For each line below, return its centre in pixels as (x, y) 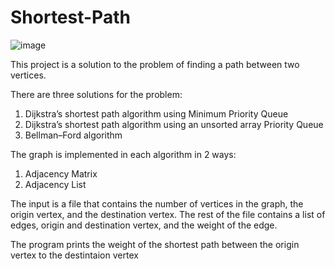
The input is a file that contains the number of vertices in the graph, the (157, 203)
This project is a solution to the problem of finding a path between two (155, 64)
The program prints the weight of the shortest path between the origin (155, 244)
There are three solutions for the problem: (96, 94)
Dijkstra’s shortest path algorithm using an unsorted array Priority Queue (174, 124)
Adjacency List (55, 184)
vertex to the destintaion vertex (74, 255)
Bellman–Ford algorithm (73, 135)
